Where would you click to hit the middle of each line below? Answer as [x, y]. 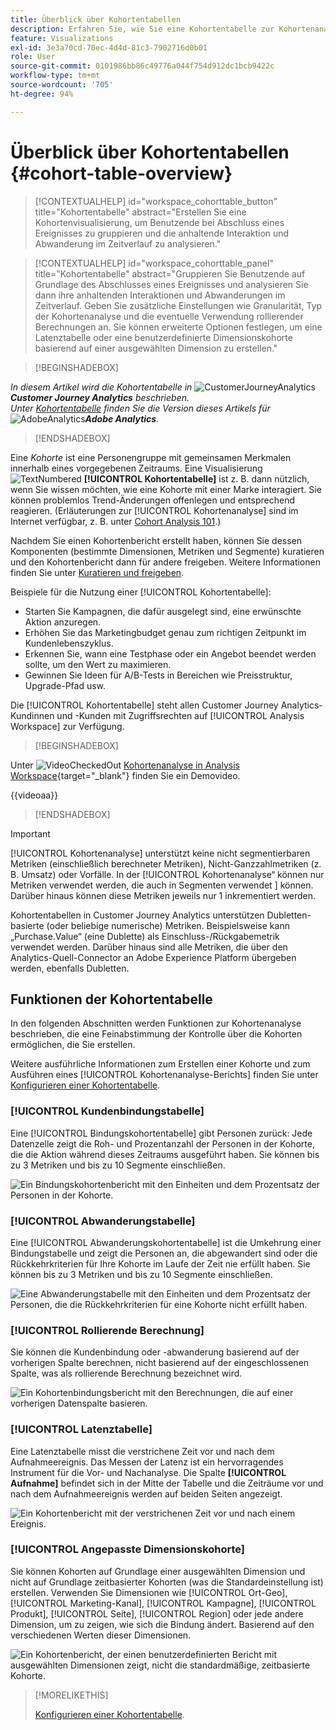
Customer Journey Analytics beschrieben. [100, 397]
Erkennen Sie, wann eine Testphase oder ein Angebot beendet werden [170, 653]
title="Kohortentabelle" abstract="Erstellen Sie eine [140, 212]
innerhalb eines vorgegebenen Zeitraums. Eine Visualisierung [136, 468]
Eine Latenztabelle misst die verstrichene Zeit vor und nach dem [142, 1451]
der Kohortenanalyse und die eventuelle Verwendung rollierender [169, 316]
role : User [33, 57]
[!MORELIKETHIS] [71, 1695]
